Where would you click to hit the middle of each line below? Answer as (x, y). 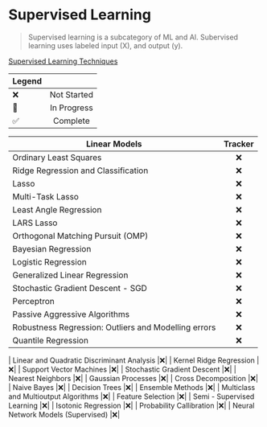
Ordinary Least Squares (57, 157)
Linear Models (114, 144)
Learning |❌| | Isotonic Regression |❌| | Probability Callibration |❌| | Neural (131, 405)
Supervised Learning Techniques (63, 61)
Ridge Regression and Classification (80, 170)
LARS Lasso (35, 223)
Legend (27, 80)
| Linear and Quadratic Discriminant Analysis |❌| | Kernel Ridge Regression (132, 360)
